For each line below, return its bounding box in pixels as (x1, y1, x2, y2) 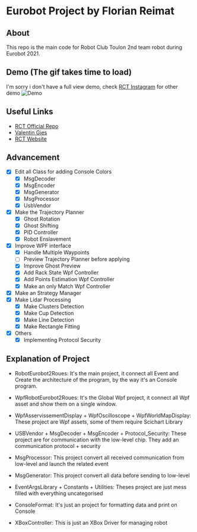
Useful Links (6, 107, 53, 117)
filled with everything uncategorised (14, 490, 103, 497)
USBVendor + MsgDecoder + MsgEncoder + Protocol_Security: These (14, 430, 187, 437)
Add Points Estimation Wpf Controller (23, 276, 115, 283)
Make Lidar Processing (14, 296, 71, 303)
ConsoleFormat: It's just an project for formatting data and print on (14, 501, 177, 508)
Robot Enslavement (23, 235, 71, 242)
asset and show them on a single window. (14, 400, 117, 407)
